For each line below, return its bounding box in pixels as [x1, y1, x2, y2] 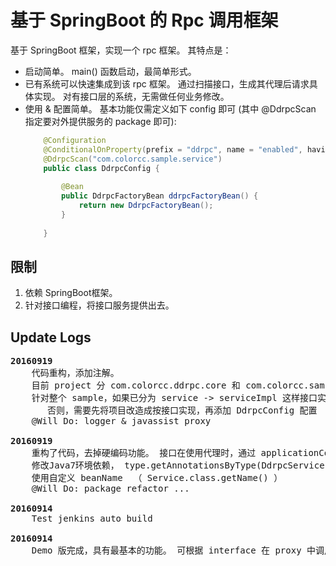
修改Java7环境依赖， [31, 460, 120, 471]
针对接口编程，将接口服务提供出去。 [24, 299, 175, 311]
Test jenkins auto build [31, 513, 153, 525]
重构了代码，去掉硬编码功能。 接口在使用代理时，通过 [31, 447, 257, 459]
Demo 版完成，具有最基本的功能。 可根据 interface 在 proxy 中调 [31, 545, 325, 556]
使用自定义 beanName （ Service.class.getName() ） [31, 472, 283, 484]
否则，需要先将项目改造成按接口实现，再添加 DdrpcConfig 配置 [47, 405, 318, 416]
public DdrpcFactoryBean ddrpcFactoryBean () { [61, 191, 259, 201]
